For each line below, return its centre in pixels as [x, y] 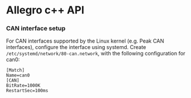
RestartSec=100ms [27, 91]
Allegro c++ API [45, 10]
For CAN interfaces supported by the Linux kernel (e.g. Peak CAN [85, 41]
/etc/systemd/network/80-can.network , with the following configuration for [96, 54]
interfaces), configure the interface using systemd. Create [76, 47]
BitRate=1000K [23, 86]
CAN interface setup [36, 29]
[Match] [16, 71]
